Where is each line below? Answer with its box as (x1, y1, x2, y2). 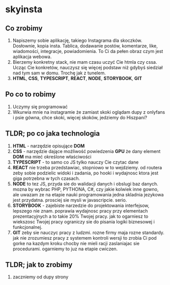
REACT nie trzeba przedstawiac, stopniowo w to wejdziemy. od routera (12, 164, 162, 170)
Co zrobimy (5, 24, 43, 33)
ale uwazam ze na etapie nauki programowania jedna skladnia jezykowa (12, 191, 164, 197)
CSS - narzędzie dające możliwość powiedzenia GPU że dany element (12, 148, 161, 154)
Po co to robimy (5, 90, 56, 99)
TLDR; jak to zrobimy (5, 261, 73, 269)
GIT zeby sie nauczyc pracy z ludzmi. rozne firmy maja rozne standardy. (12, 229, 164, 236)
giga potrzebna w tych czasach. (12, 175, 80, 182)
